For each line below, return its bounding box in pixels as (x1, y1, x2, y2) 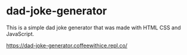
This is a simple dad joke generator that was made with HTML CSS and (6, 24, 181, 31)
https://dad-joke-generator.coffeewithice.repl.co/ (6, 42, 128, 49)
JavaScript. (6, 30, 35, 37)
